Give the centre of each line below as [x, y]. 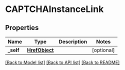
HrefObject [40, 50]
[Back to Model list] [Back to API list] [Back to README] [62, 62]
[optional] [103, 50]
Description [73, 42]
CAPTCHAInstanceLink [54, 9]
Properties [22, 28]
